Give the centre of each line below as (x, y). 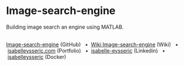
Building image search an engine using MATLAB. (65, 27)
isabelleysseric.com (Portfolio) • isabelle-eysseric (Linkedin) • (86, 50)
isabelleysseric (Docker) (37, 57)
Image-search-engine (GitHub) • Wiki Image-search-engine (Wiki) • (92, 44)
